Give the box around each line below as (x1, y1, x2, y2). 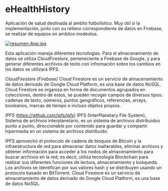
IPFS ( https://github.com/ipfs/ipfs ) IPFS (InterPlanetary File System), (5, 112, 146, 118)
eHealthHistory (5, 4, 70, 15)
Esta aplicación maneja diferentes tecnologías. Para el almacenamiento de (5, 50, 159, 56)
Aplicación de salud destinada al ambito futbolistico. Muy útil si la (5, 20, 140, 26)
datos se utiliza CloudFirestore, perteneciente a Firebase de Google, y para (5, 55, 160, 61)
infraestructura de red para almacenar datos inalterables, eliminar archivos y (5, 143, 163, 149)
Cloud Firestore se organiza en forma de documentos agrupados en (5, 86, 145, 92)
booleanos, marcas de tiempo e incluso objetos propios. (5, 102, 121, 108)
